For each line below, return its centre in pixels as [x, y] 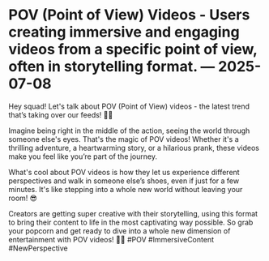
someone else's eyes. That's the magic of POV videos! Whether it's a [124, 139]
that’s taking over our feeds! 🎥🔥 [61, 114]
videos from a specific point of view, [133, 49]
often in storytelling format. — [112, 67]
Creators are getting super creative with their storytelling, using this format [133, 213]
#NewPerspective [38, 248]
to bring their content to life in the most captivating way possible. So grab [131, 222]
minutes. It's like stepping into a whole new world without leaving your [126, 189]
